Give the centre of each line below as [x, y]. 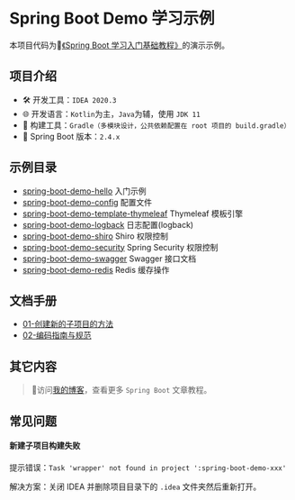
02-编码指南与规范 [57, 335]
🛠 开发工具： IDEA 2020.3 [69, 99]
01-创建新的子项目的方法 [68, 324]
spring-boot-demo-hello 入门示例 [84, 191]
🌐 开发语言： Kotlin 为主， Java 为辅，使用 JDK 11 [111, 114]
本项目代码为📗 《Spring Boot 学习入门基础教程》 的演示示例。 [120, 45]
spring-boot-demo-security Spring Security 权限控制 [120, 247]
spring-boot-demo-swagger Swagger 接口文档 [109, 259]
